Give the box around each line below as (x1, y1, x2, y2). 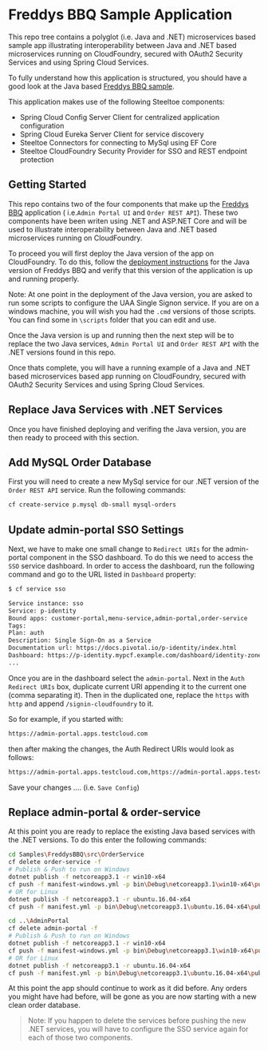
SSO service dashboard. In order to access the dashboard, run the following (8, 561, 255, 571)
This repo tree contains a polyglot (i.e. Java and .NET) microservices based (8, 32, 257, 42)
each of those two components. (27, 1032, 133, 1043)
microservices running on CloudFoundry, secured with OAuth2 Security (8, 49, 243, 58)
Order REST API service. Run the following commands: (8, 485, 186, 495)
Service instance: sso (8, 599, 84, 608)
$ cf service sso (8, 585, 66, 593)
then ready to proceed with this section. (8, 433, 140, 442)
